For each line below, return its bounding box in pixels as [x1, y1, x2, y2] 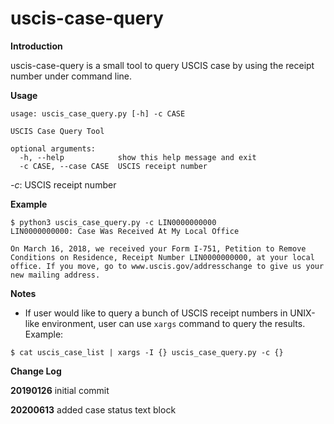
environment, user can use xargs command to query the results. [41, 317, 306, 329]
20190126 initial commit [10, 384, 110, 396]
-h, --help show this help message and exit [19, 152, 257, 162]
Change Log [10, 365, 62, 377]
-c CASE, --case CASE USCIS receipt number [19, 161, 208, 171]
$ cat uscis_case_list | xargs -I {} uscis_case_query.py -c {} [10, 347, 284, 357]
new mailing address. [10, 270, 101, 280]
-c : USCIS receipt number [10, 178, 117, 191]
